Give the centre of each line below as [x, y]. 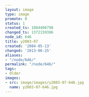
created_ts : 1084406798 [29, 28]
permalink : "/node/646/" [30, 64]
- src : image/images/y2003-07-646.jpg [44, 82]
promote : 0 [16, 19]
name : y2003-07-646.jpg [33, 87]
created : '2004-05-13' [28, 46]
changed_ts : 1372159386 [29, 32]
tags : [11, 69]
